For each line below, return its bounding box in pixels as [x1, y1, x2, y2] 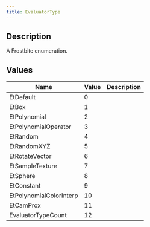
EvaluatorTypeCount [9, 211, 67, 220]
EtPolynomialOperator [9, 122, 72, 131]
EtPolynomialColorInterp [9, 191, 78, 200]
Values [6, 65, 33, 75]
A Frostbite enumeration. [6, 47, 68, 54]
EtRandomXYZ [9, 142, 51, 151]
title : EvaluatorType [6, 8, 61, 15]
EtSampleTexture [9, 162, 57, 170]
